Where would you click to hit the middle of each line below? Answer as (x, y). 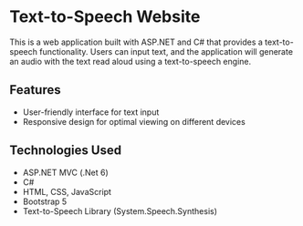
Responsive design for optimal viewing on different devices (134, 121)
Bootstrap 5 (45, 201)
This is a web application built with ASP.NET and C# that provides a (136, 42)
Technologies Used (65, 151)
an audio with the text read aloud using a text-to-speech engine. (131, 61)
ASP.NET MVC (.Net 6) (66, 172)
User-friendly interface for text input (91, 112)
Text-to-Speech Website (105, 17)
